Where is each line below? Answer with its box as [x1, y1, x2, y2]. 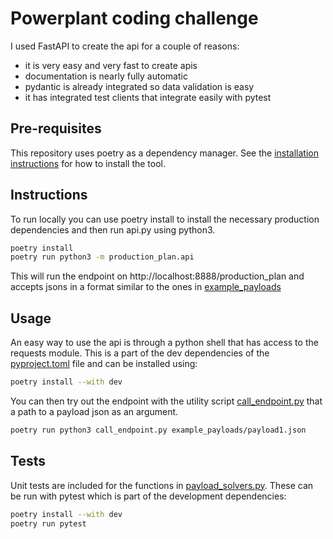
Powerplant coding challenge [10, 7, 259, 30]
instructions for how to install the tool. [10, 157, 167, 169]
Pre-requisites [10, 120, 102, 137]
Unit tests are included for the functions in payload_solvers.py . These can [10, 479, 314, 491]
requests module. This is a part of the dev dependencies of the [10, 347, 270, 359]
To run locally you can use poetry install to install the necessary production [10, 213, 320, 225]
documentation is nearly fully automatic [24, 70, 188, 82]
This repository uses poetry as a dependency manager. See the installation [10, 147, 319, 159]
